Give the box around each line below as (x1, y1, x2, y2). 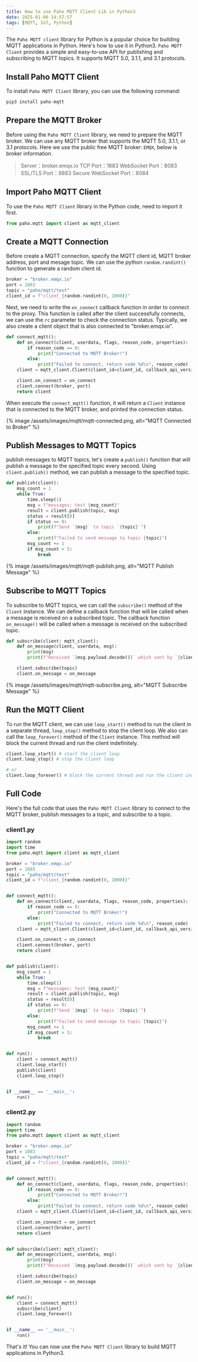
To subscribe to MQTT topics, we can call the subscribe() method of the (6, 601, 183, 609)
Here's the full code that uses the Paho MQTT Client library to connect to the (6, 804, 190, 811)
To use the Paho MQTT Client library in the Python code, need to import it (6, 202, 183, 210)
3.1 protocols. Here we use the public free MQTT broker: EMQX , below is (6, 143, 177, 151)
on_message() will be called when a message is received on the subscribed (6, 620, 187, 627)
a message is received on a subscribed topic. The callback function (6, 614, 170, 621)
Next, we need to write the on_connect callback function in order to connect (6, 303, 190, 310)
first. (6, 209, 18, 216)
